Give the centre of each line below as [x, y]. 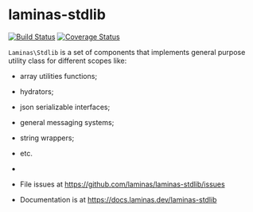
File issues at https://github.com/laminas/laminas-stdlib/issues [122, 184]
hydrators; [37, 91]
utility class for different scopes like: [68, 61]
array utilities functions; [58, 76]
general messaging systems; [67, 122]
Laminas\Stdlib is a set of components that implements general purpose [127, 52]
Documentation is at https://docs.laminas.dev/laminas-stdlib [118, 199]
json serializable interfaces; [65, 107]
